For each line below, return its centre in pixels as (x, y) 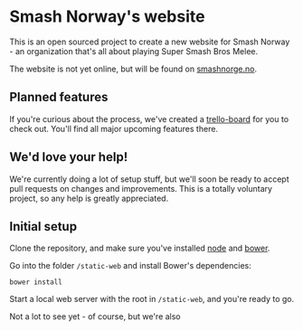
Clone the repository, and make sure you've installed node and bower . (140, 248)
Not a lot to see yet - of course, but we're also (95, 317)
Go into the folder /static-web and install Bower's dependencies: (130, 266)
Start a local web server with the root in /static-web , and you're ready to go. (152, 299)
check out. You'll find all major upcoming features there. (114, 128)
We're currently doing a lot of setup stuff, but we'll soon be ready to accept (149, 179)
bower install (36, 282)
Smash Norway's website (107, 17)
